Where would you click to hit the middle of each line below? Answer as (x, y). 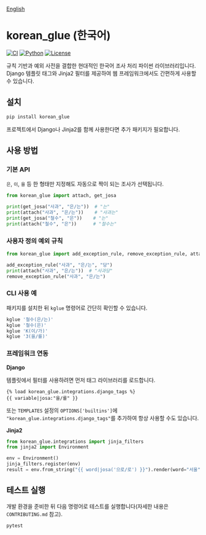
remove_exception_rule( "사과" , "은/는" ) (56, 276)
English (16, 9)
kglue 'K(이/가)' (27, 331)
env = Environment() (33, 458)
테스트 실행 (26, 490)
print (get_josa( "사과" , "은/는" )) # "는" (58, 207)
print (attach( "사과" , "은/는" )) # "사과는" (62, 213)
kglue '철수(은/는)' (30, 319)
